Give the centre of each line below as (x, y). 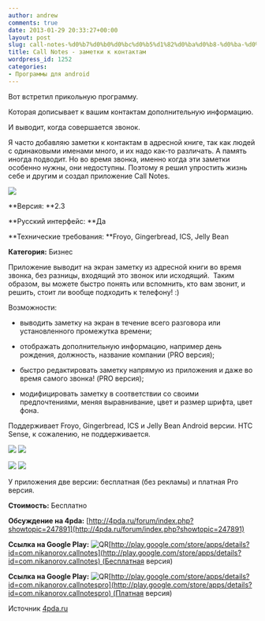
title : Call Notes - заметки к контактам (77, 52)
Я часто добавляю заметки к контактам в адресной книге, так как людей (132, 142)
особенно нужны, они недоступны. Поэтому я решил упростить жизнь (128, 167)
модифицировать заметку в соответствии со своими (109, 393)
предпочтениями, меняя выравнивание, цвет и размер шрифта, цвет (136, 402)
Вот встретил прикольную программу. (73, 96)
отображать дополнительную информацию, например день (121, 346)
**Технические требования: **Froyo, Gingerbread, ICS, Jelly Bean (118, 236)
